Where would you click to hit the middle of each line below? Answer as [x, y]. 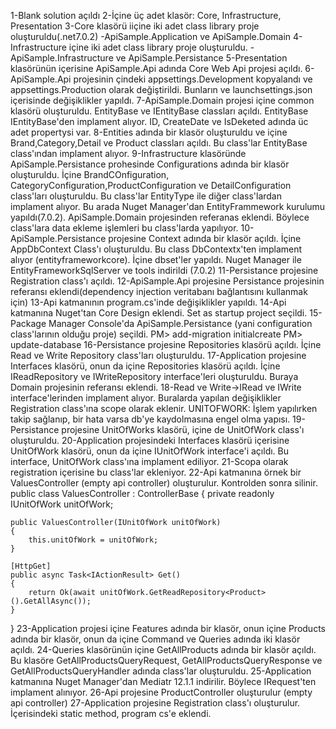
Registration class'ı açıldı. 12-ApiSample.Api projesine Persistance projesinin [167, 281]
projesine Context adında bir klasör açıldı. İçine [205, 238]
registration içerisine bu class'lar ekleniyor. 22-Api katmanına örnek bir [156, 472]
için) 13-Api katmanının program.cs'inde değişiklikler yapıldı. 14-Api [148, 302]
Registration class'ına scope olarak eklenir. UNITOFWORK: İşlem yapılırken [164, 408]
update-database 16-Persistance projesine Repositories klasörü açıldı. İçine [166, 344]
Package [28, 323]
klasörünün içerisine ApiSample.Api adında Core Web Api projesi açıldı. [156, 68]
